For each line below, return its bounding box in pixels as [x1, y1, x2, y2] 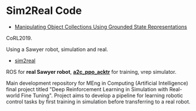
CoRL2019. [6, 34, 32, 41]
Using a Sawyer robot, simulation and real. [6, 45, 108, 53]
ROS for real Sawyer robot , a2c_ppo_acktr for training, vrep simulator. [6, 68, 177, 75]
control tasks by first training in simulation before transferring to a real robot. [6, 98, 191, 105]
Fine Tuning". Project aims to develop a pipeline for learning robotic [20, 92, 183, 99]
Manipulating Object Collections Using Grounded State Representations [14, 23, 187, 30]
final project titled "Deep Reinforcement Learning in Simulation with [6, 85, 169, 92]
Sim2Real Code [6, 4, 82, 17]
